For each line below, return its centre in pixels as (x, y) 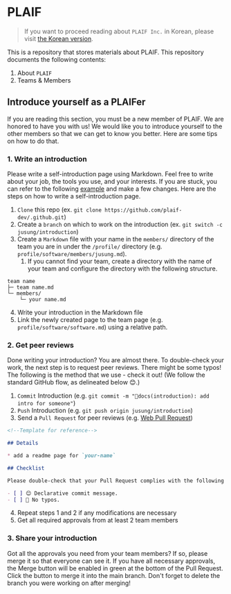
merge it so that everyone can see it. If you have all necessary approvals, (111, 561)
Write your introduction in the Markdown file (80, 312)
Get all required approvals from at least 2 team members (98, 520)
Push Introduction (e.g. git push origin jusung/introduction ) (105, 411)
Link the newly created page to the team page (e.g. (90, 320)
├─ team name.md (30, 288)
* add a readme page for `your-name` (62, 456)
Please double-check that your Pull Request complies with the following (116, 481)
